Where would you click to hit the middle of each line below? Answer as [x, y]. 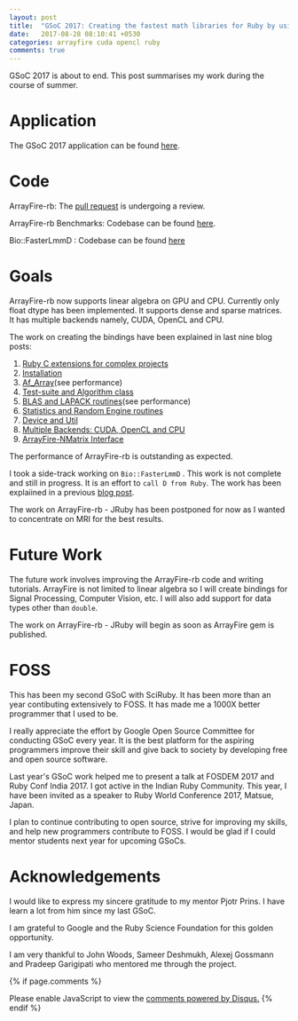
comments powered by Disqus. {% [209, 998]
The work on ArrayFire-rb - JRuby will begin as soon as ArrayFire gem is [142, 625]
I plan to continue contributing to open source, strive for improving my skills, [149, 821]
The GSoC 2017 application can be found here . [94, 146]
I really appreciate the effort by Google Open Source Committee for [132, 731]
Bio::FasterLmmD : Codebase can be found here [97, 240]
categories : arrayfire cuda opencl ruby [85, 42]
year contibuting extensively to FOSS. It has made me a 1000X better [135, 704]
